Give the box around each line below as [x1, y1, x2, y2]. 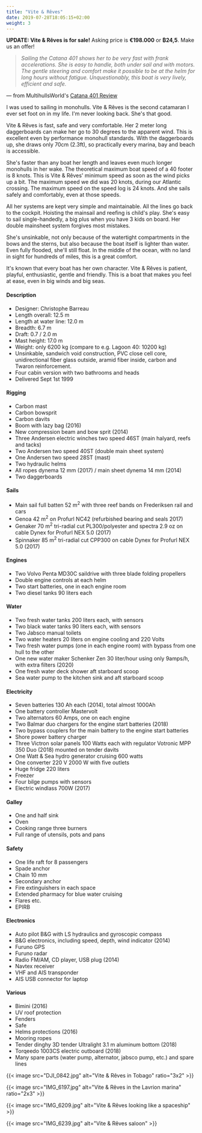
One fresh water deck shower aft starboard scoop [14, 668, 139, 675]
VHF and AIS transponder [14, 969, 79, 976]
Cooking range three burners [14, 825, 87, 832]
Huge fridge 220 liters [14, 766, 70, 773]
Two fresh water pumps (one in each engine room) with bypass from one [14, 642, 196, 649]
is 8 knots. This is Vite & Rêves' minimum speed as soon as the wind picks [6, 172, 190, 179]
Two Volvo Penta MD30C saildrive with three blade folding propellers [14, 570, 186, 577]
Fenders [14, 1015, 36, 1023]
